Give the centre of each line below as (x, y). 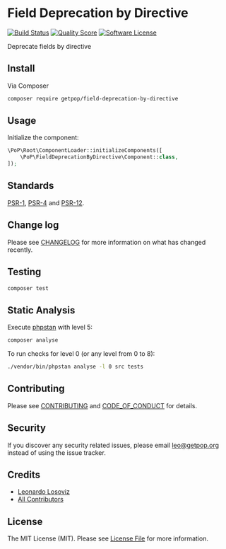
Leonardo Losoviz (44, 492)
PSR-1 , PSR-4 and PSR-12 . (46, 202)
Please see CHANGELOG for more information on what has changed (107, 242)
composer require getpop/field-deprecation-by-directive (93, 98)
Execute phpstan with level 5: (50, 328)
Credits (24, 474)
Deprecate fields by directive (49, 46)
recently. (20, 250)
